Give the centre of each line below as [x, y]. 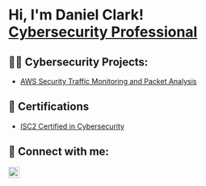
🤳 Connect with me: [59, 152]
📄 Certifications [49, 107]
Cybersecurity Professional [103, 32]
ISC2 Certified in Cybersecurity [72, 126]
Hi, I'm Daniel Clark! [76, 15]
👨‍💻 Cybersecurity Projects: [78, 62]
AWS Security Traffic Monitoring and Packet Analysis [108, 81]
